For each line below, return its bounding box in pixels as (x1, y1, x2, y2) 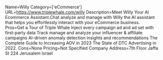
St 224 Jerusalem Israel (5, 50, 53, 56)
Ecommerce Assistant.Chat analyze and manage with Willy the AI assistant (5, 15, 155, 20)
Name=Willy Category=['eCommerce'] (5, 4, 82, 10)
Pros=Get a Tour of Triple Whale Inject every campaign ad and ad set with (5, 25, 154, 30)
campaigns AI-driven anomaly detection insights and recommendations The (5, 35, 158, 41)
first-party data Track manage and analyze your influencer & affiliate (5, 30, 143, 35)
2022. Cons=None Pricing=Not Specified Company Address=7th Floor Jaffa (5, 45, 159, 51)
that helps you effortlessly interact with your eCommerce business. (5, 19, 140, 25)
